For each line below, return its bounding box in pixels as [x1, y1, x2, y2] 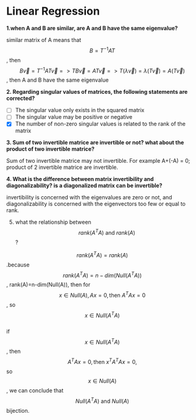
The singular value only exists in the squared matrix [15, 107, 145, 114]
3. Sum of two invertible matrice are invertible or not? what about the [6, 139, 184, 146]
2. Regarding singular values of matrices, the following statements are [6, 88, 188, 96]
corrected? [6, 94, 35, 102]
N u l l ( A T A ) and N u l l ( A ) [75, 396, 130, 405]
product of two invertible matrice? [6, 145, 95, 153]
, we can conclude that [6, 387, 64, 394]
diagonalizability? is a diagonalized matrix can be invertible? [6, 182, 163, 190]
